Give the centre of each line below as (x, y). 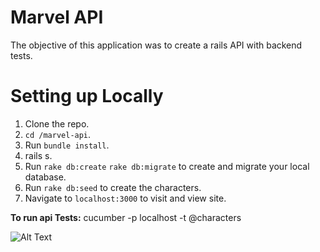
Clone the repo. (57, 123)
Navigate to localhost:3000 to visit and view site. (125, 198)
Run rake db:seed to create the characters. (113, 187)
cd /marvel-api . (58, 134)
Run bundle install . (67, 145)
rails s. (38, 155)
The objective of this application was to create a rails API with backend (156, 45)
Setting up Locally (87, 96)
